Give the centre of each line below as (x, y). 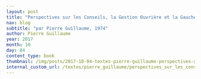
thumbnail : (20, 61)
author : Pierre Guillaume (38, 34)
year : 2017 (20, 39)
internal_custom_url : (33, 67)
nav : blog (19, 23)
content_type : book (31, 56)
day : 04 (16, 50)
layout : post (22, 12)
